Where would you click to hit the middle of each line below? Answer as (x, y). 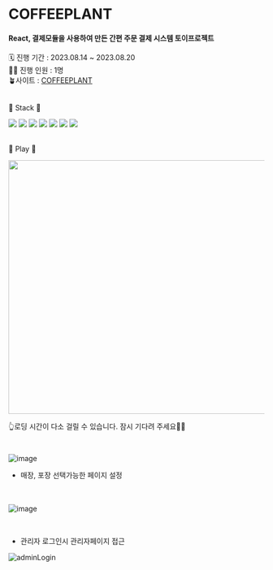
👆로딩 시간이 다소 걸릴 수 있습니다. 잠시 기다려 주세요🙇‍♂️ (97, 426)
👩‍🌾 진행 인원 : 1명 (36, 71)
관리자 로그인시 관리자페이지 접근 (72, 541)
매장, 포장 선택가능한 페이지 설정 (71, 475)
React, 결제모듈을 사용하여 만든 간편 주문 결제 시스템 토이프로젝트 (111, 38)
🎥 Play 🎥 (22, 149)
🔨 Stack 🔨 (25, 108)
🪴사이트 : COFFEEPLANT (50, 80)
